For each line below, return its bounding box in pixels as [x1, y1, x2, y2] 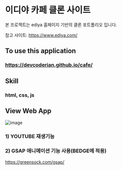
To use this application [5, 47, 76, 55]
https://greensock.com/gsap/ [5, 159, 65, 165]
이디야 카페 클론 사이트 [5, 4, 91, 16]
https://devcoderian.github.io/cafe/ [5, 62, 93, 68]
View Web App [5, 106, 52, 115]
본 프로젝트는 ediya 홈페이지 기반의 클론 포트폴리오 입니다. [5, 22, 117, 28]
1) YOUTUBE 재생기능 [5, 133, 55, 140]
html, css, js [5, 92, 34, 99]
